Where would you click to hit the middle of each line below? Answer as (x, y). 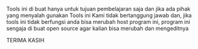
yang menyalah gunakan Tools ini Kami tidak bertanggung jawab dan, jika (99, 15)
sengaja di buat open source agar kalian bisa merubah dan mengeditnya (97, 28)
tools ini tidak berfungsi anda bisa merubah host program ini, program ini (98, 22)
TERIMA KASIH (25, 40)
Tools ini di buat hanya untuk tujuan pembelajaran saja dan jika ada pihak (98, 9)
